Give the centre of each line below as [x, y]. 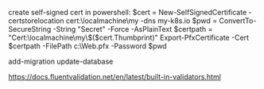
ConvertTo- [238, 21]
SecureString [30, 29]
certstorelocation [36, 21]
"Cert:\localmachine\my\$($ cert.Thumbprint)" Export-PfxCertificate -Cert [128, 37]
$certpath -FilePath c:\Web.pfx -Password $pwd [87, 46]
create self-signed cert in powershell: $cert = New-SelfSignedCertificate [128, 12]
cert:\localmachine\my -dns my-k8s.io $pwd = [142, 21]
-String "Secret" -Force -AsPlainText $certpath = [133, 29]
